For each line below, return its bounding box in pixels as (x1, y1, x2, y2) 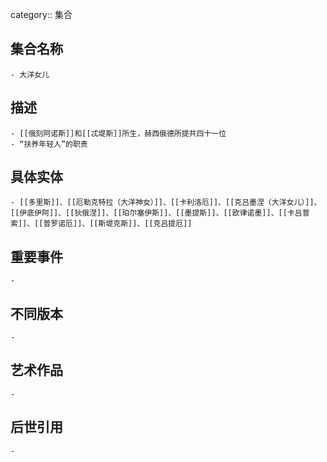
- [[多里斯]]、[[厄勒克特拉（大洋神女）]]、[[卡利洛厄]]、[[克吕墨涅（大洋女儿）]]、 (10, 198, 322, 208)
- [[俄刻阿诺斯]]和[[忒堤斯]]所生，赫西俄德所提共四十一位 (10, 128, 227, 138)
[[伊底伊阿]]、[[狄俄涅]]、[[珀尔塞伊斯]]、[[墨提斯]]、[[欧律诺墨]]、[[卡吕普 (10, 208, 310, 218)
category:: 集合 (10, 9, 73, 20)
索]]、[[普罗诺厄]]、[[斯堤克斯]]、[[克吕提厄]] (10, 219, 193, 229)
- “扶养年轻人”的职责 (10, 139, 88, 149)
